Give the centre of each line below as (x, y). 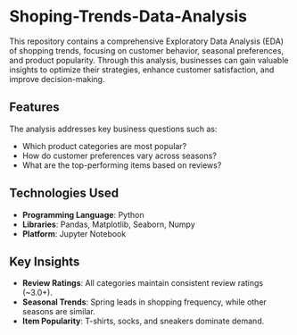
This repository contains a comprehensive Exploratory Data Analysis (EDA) (146, 41)
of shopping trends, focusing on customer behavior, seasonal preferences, (146, 50)
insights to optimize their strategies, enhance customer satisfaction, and (142, 70)
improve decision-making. (57, 79)
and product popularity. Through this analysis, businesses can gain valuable (149, 60)
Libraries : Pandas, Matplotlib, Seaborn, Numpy (109, 224)
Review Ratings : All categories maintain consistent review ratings (143, 283)
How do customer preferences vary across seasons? (119, 155)
